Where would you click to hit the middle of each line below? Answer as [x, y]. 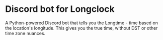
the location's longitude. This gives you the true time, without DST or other [81, 28]
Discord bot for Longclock [60, 9]
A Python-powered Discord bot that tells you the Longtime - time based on [81, 23]
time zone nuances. [25, 33]
